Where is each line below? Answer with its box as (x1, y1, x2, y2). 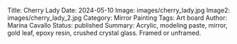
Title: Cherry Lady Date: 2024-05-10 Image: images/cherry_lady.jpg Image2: (7, 6, 231, 14)
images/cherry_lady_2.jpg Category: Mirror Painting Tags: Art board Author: (7, 13, 228, 22)
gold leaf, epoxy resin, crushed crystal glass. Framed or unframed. (7, 28, 202, 37)
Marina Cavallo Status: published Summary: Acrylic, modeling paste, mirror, (7, 21, 228, 29)
